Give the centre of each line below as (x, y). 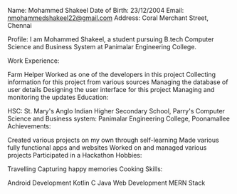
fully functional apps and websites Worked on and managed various (107, 148)
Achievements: (29, 126)
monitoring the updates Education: (58, 97)
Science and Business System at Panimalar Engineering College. (102, 47)
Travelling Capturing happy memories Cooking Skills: (85, 169)
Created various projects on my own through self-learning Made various (113, 140)
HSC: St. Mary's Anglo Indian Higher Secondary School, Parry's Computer (116, 111)
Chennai (20, 25)
